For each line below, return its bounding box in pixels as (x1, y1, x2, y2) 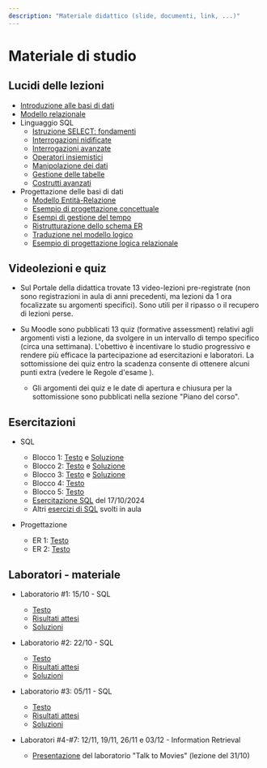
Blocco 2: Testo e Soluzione (32, 461, 125, 471)
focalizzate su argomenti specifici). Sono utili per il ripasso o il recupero (19, 301, 260, 310)
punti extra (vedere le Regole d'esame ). (19, 368, 155, 378)
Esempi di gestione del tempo (32, 212, 132, 222)
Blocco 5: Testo (32, 487, 85, 497)
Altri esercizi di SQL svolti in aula (32, 504, 142, 514)
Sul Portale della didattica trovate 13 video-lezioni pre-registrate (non (19, 283, 251, 292)
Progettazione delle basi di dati (19, 186, 124, 196)
